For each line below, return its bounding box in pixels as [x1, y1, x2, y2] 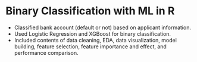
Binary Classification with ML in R [5, 4, 175, 18]
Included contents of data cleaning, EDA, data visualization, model [14, 36, 177, 44]
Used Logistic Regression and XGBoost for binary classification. [14, 30, 171, 37]
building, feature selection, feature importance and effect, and [14, 43, 167, 50]
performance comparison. [14, 49, 79, 56]
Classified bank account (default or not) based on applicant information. [14, 24, 192, 31]
